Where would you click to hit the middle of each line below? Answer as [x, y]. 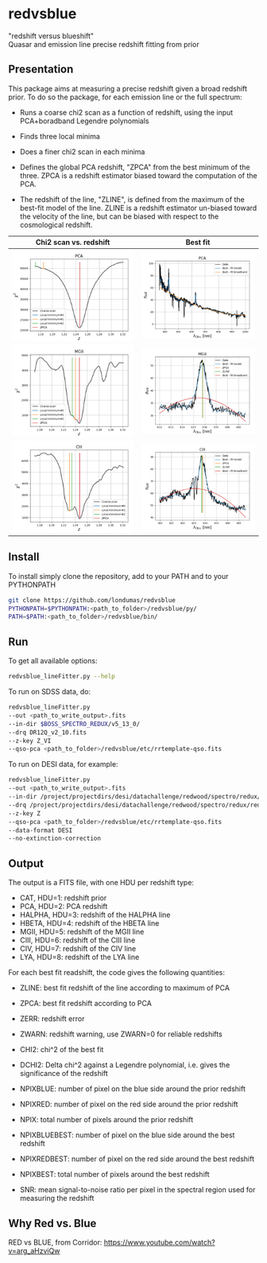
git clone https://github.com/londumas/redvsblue [92, 600]
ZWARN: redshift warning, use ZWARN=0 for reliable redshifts [121, 1034]
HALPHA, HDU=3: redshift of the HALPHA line [95, 915]
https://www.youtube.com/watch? [160, 1242]
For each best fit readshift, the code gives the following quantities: [116, 973]
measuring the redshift [57, 1199]
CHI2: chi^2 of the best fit [62, 1050]
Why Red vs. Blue [52, 1223]
